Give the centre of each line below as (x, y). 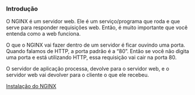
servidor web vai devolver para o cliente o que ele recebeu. (78, 75)
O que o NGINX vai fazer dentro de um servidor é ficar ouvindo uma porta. (96, 45)
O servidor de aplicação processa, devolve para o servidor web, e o (88, 69)
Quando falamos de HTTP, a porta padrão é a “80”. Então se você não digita (98, 51)
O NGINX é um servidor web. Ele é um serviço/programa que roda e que (93, 22)
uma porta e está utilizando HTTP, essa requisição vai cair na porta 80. (91, 58)
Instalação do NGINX (31, 86)
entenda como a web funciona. (43, 34)
